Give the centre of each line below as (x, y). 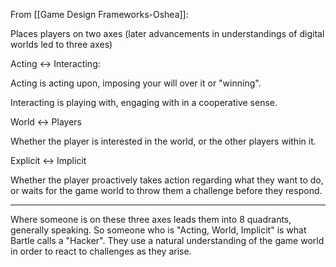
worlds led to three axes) (61, 44)
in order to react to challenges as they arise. (101, 251)
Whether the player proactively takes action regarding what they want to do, (167, 180)
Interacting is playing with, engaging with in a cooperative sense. (144, 102)
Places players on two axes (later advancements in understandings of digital (167, 33)
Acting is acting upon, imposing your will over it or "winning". (136, 83)
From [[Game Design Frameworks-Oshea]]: (99, 14)
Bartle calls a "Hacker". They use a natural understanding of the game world (167, 240)
